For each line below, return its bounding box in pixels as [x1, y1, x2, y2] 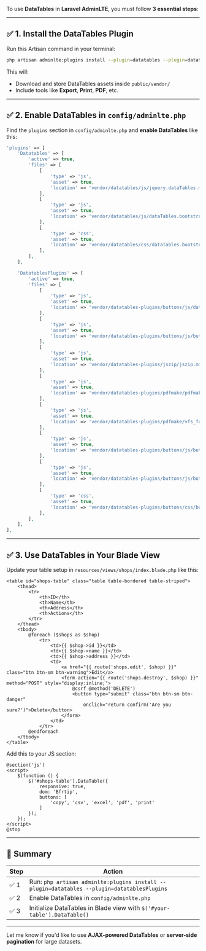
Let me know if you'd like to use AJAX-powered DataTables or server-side [6, 931, 197, 939]
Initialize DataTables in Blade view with [29, 903, 140, 912]
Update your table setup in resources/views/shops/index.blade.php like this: [6, 566, 199, 573]
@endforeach [28, 728, 59, 735]
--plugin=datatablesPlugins [85, 885, 167, 892]
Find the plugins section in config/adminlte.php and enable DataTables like [6, 126, 198, 134]
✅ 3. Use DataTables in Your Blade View [6, 550, 161, 560]
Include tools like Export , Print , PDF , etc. [15, 86, 118, 94]
